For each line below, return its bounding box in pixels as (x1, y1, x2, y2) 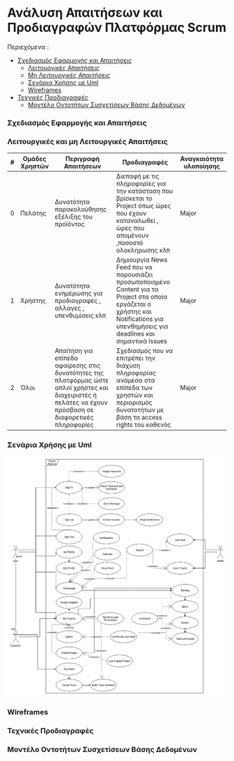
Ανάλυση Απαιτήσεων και (7, 5, 163, 21)
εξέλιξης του (54, 212, 93, 221)
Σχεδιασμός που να (116, 347, 173, 355)
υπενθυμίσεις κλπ (54, 311, 107, 320)
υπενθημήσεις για (116, 322, 169, 331)
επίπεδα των (116, 384, 153, 392)
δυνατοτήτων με (116, 406, 164, 414)
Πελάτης (20, 209, 47, 217)
